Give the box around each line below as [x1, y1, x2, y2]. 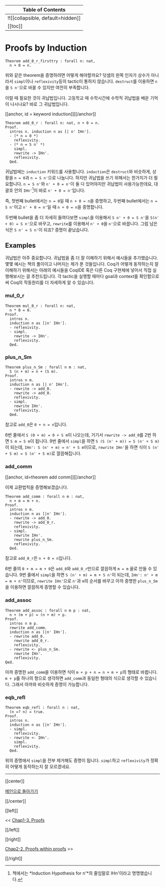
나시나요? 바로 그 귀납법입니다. [10, 101, 69, 107]
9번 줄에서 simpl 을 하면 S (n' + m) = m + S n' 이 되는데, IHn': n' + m [19, 572, 158, 578]
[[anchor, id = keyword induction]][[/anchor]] [5, 111, 96, 117]
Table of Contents [23, 6, 66, 13]
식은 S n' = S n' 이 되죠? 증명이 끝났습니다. [5, 227, 89, 233]
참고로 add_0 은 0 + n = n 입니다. [5, 421, 68, 427]
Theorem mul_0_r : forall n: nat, [5, 303, 76, 308]
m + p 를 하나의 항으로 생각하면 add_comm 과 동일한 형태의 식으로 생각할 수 [5, 675, 144, 681]
